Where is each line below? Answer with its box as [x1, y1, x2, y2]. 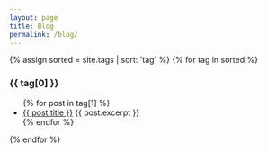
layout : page [9, 13, 58, 22]
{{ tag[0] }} [9, 77, 59, 90]
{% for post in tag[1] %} [22, 97, 111, 108]
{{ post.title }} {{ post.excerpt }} [22, 107, 140, 118]
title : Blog [9, 22, 54, 31]
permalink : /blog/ [9, 30, 78, 39]
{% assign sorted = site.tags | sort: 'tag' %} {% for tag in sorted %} [9, 55, 259, 66]
